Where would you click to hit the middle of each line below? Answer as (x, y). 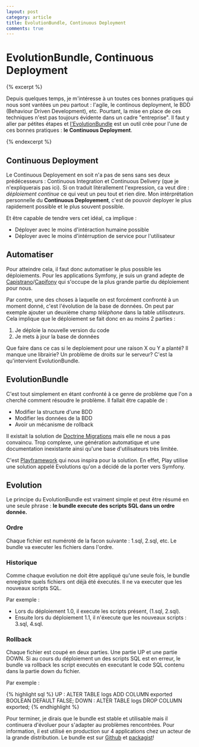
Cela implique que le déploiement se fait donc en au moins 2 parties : (91, 318)
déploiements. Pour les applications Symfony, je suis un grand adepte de (95, 275)
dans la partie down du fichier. (43, 671)
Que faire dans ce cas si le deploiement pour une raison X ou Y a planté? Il (97, 348)
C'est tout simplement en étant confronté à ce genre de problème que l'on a (99, 393)
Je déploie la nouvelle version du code (62, 330)
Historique (22, 562)
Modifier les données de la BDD (54, 418)
